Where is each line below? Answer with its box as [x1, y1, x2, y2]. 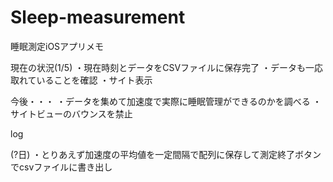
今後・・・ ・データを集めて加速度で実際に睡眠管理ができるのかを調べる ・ [10, 95, 322, 107]
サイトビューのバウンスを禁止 [10, 107, 133, 120]
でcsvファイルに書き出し [10, 161, 113, 173]
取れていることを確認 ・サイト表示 [10, 74, 153, 86]
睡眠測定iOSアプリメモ [10, 40, 105, 52]
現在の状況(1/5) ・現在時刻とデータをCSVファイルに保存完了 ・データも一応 [10, 61, 323, 73]
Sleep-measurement [10, 6, 186, 29]
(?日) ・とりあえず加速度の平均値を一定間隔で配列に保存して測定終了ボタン [10, 148, 322, 160]
